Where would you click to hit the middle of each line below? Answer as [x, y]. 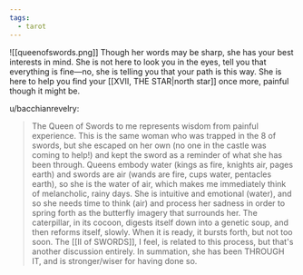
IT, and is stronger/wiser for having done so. [114, 260]
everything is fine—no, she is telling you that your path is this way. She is [146, 71]
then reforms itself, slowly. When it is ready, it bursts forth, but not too [162, 231]
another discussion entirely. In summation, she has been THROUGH [158, 251]
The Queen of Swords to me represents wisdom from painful [145, 126]
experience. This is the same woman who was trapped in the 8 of [154, 135]
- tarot [32, 26]
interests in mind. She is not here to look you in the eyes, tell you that [138, 62]
